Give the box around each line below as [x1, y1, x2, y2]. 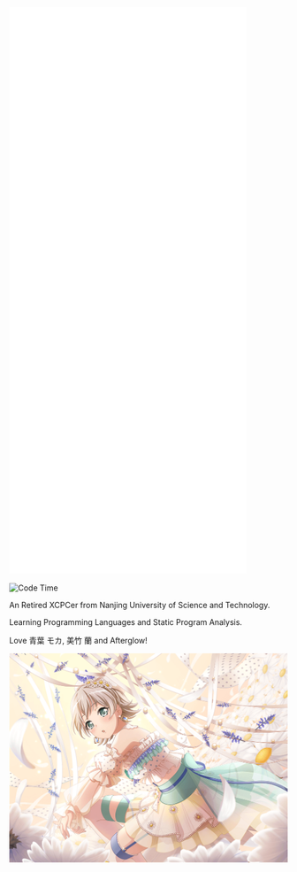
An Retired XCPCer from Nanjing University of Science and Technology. [9, 600, 270, 610]
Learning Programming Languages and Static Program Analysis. [9, 617, 243, 627]
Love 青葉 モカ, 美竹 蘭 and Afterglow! [9, 636, 148, 645]
